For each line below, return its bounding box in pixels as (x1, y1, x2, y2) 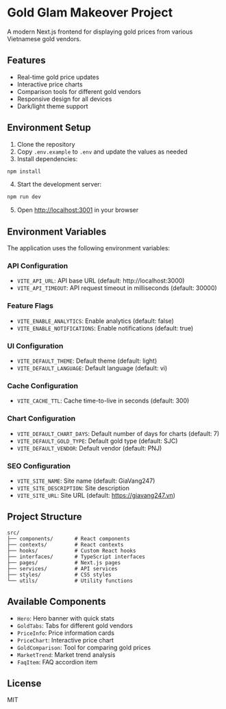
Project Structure (7, 511, 82, 522)
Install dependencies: (16, 154, 78, 163)
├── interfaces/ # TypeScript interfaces (7, 553, 146, 560)
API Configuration (7, 261, 68, 271)
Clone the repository (16, 140, 75, 148)
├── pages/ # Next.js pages (7, 559, 121, 566)
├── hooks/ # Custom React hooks (7, 547, 136, 554)
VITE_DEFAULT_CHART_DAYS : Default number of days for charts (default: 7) (16, 429, 220, 437)
